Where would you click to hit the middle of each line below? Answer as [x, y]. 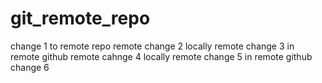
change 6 [30, 67]
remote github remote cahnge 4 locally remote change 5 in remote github [161, 56]
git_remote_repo [80, 18]
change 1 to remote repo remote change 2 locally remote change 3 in [152, 46]
